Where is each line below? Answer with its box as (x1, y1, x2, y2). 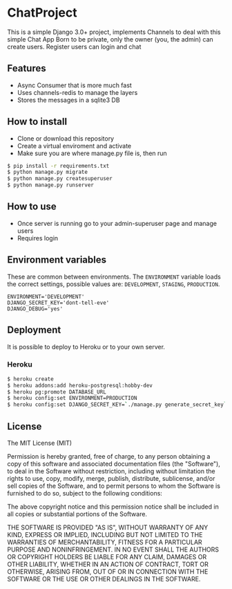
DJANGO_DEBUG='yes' (7, 305, 64, 313)
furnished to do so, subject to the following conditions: (7, 489, 162, 497)
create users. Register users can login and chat (7, 42, 142, 51)
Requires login (17, 234, 59, 242)
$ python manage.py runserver (7, 182, 95, 188)
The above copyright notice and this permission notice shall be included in (7, 502, 219, 511)
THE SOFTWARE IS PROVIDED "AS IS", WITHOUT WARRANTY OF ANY (7, 523, 209, 531)
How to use (7, 201, 57, 213)
